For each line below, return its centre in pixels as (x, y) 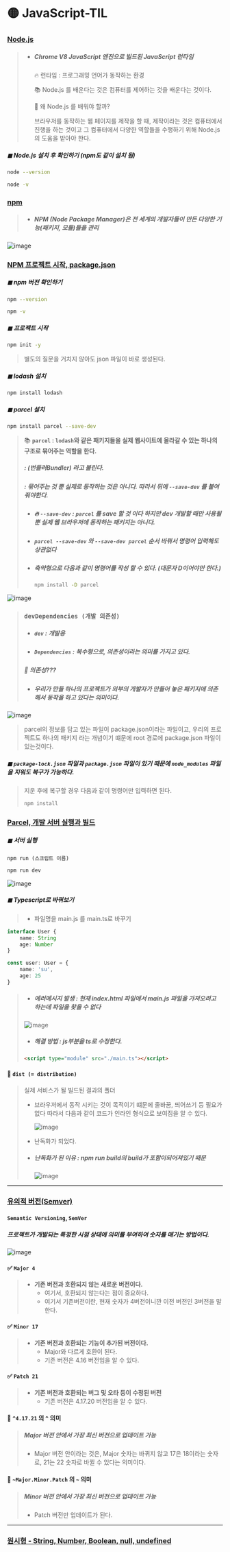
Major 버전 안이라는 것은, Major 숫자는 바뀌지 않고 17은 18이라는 (120, 1454)
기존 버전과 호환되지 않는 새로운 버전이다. (88, 1285)
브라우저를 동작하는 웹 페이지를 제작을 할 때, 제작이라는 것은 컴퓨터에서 (128, 121)
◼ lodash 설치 (27, 376)
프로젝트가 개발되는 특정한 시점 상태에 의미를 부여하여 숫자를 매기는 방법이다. (108, 1234)
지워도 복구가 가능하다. (44, 772)
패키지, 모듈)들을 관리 (71, 228)
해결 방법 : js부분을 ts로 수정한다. (78, 1041)
